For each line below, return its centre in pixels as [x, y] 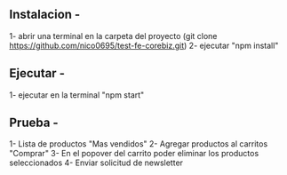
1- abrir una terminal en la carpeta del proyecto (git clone [113, 36]
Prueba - [34, 123]
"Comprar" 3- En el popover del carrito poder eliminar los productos [134, 154]
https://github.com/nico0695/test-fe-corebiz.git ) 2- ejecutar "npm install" [144, 45]
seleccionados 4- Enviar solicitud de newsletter [96, 163]
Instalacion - [45, 15]
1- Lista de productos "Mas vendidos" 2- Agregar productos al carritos [139, 144]
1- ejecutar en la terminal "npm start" [77, 95]
